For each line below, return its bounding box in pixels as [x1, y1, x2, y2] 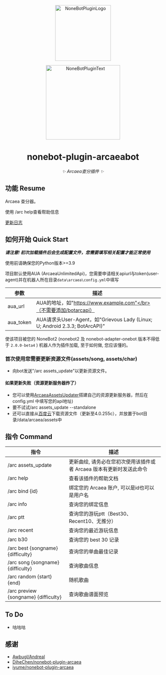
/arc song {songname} [7, 559, 60, 565]
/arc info [7, 501, 27, 507]
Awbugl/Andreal [12, 654, 45, 660]
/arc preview [7, 587, 37, 594]
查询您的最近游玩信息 [69, 527, 119, 534]
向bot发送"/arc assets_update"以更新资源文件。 [12, 368, 110, 374]
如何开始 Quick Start [5, 235, 68, 244]
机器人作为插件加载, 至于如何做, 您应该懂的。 [39, 342, 131, 348]
